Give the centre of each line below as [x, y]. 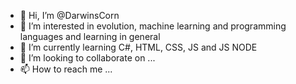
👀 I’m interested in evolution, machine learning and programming [153, 26]
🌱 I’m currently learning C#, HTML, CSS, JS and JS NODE [138, 47]
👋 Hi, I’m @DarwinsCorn [69, 15]
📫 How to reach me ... [66, 69]
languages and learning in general [90, 36]
